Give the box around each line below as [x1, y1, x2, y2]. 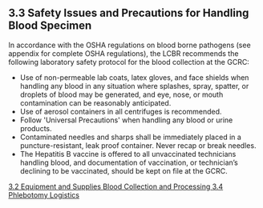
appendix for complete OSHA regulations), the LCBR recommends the [8, 48, 239, 58]
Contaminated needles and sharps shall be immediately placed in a [19, 132, 242, 142]
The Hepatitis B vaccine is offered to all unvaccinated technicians [19, 149, 237, 158]
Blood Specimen [8, 19, 92, 33]
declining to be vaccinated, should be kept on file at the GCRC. [19, 166, 229, 175]
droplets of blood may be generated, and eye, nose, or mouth [19, 90, 224, 99]
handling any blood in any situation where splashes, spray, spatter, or [19, 81, 249, 90]
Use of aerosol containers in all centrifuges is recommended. [19, 106, 222, 116]
